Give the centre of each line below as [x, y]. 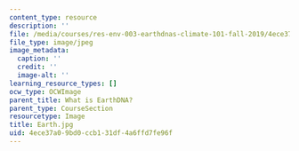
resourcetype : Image [48, 116]
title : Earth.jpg [41, 125]
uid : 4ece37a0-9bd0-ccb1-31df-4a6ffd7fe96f [91, 133]
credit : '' [37, 68]
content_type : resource [53, 17]
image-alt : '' [43, 75]
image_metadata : [39, 51]
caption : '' [40, 59]
